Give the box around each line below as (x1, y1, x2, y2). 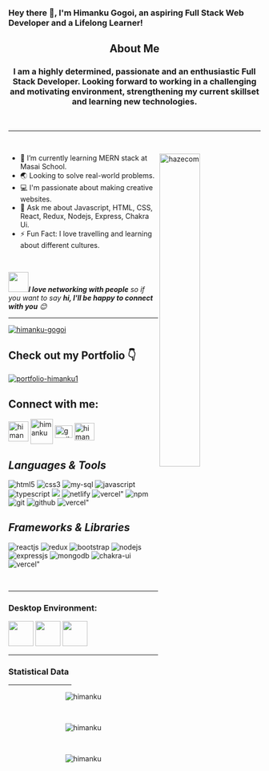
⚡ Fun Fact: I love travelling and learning (19, 229, 152, 238)
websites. (19, 194, 52, 204)
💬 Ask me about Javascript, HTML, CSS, (19, 202, 154, 212)
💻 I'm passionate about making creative (19, 182, 154, 192)
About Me (109, 42, 160, 55)
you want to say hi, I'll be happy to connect (8, 293, 154, 302)
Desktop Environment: (8, 602, 98, 613)
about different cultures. (19, 240, 100, 250)
